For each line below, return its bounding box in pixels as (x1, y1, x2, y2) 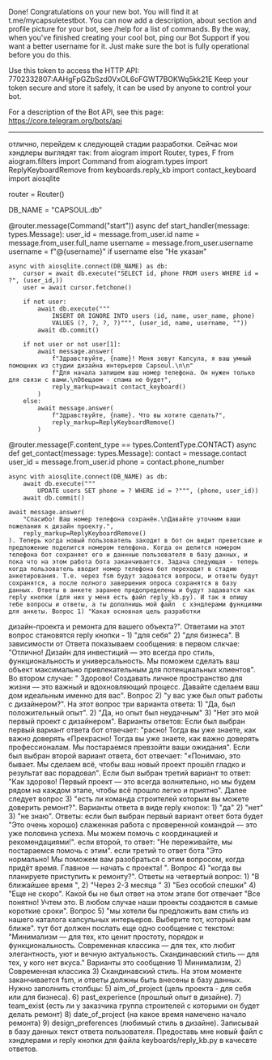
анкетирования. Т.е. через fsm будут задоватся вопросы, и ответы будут (8, 572, 259, 580)
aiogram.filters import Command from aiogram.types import (8, 157, 208, 165)
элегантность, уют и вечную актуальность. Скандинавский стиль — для (8, 949, 260, 959)
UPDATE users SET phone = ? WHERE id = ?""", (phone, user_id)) (37, 487, 259, 495)
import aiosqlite (8, 174, 61, 183)
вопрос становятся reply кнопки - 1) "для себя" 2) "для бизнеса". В (8, 630, 240, 640)
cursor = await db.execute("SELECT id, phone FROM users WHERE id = (23, 269, 259, 277)
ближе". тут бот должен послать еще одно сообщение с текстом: (8, 924, 235, 933)
